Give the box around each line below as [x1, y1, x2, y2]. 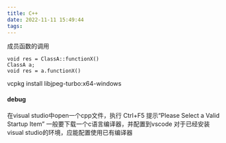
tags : [7, 22, 23, 29]
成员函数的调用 [7, 42, 49, 50]
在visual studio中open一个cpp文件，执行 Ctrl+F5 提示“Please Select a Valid [7, 111, 220, 119]
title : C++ [7, 10, 38, 17]
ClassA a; [7, 62, 36, 69]
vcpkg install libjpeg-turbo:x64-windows [7, 80, 122, 88]
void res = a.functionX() [7, 67, 81, 75]
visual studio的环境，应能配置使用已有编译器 [7, 128, 133, 136]
